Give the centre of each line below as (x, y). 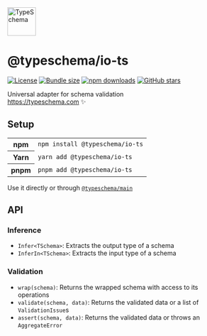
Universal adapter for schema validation (66, 94)
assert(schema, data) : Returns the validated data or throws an (109, 317)
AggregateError (40, 325)
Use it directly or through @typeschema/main (70, 188)
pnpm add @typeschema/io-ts (85, 169)
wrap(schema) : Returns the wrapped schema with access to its (108, 287)
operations (33, 295)
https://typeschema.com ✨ (47, 102)
